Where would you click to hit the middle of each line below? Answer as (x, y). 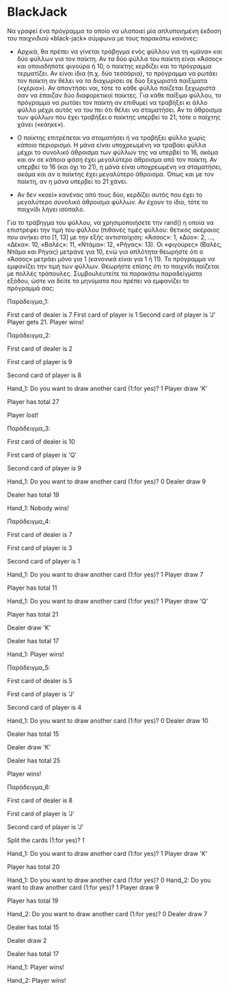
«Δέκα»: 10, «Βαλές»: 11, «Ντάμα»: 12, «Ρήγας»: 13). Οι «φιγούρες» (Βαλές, (114, 244)
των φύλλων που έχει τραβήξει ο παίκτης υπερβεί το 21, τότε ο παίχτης (119, 117)
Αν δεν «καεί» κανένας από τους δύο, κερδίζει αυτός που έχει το (110, 194)
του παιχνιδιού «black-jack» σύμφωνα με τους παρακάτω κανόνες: (103, 38)
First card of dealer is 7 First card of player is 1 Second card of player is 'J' (111, 314)
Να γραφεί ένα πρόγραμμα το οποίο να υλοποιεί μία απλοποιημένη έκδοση (114, 31)
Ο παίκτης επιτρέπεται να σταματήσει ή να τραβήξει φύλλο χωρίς (111, 137)
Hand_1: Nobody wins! (38, 508)
